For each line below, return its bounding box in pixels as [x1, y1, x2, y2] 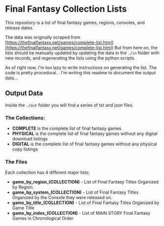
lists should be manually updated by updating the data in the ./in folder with [5, 50, 160, 56]
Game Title [12, 205, 35, 211]
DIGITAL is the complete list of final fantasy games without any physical [12, 141, 158, 147]
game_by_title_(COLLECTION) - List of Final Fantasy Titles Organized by [12, 200, 160, 206]
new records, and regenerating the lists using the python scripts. [5, 55, 136, 61]
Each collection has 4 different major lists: [5, 170, 90, 176]
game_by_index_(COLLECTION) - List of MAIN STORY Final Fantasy [12, 210, 150, 216]
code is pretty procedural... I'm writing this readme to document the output [5, 69, 156, 75]
